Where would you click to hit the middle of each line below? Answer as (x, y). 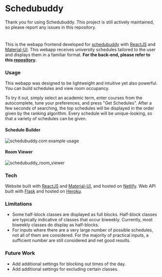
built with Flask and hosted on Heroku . (44, 192)
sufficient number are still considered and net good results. (71, 240)
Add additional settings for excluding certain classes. (65, 269)
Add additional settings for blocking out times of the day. (69, 264)
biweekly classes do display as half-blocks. (55, 225)
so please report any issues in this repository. (51, 27)
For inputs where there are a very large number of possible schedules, (82, 230)
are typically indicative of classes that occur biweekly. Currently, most (82, 220)
